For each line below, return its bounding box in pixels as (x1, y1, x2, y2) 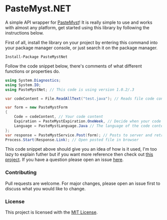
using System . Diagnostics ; (5, 78, 61, 83)
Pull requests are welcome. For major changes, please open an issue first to (5, 180, 161, 186)
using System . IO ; (5, 82, 41, 87)
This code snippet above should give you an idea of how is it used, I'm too (5, 146, 158, 152)
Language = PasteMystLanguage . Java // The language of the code (14, 123, 150, 128)
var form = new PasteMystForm (5, 105, 68, 110)
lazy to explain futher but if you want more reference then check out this (5, 152, 153, 158)
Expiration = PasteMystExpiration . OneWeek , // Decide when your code (14, 119, 162, 124)
